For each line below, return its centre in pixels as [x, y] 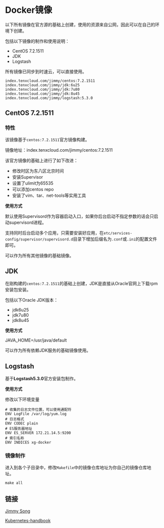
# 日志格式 [15, 419]
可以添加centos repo [33, 189]
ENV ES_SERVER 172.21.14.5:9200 [38, 433]
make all [14, 483]
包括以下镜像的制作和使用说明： [37, 41]
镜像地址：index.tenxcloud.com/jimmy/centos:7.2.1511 [59, 150]
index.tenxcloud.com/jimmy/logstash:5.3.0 [49, 98]
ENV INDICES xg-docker [28, 443]
